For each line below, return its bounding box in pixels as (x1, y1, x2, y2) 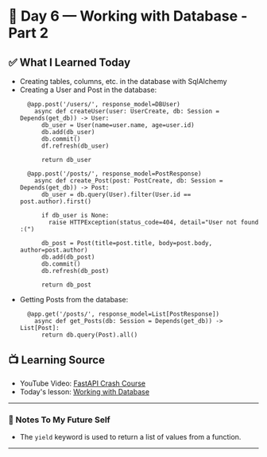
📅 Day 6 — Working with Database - (8, 7, 248, 25)
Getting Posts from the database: (19, 295, 129, 304)
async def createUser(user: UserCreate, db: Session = (34, 107, 220, 115)
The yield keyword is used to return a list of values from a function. (19, 432, 242, 442)
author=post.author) (19, 246, 88, 254)
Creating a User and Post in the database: (19, 85, 157, 94)
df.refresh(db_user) (41, 142, 110, 150)
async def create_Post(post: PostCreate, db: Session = (34, 177, 223, 185)
